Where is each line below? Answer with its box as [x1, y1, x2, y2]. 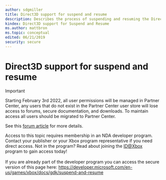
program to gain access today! [5, 148, 68, 154]
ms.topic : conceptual [5, 30, 50, 35]
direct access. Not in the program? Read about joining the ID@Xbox [5, 143, 143, 149]
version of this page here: [5, 164, 58, 170]
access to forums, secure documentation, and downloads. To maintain [5, 108, 148, 114]
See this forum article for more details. [5, 122, 83, 129]
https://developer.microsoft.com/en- [58, 164, 132, 170]
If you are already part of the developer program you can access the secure [5, 159, 160, 165]
